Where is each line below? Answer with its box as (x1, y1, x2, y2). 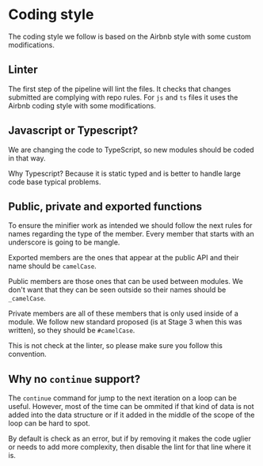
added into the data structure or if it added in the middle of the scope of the (8, 410, 255, 420)
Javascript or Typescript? (8, 124, 139, 138)
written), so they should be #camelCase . (8, 326, 135, 335)
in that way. (8, 153, 46, 163)
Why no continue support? (8, 372, 141, 385)
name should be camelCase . (8, 261, 97, 271)
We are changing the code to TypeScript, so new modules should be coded (8, 145, 255, 154)
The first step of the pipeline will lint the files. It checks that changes (8, 84, 231, 93)
